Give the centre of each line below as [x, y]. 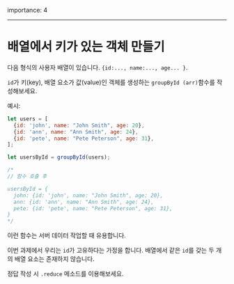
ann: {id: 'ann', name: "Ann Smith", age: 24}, [84, 202]
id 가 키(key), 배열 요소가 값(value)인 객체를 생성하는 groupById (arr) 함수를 [111, 82]
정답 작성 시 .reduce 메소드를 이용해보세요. [65, 274]
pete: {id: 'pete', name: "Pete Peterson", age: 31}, [93, 208]
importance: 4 [28, 10]
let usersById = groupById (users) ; [59, 157]
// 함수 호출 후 [27, 177]
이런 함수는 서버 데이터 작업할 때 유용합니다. [67, 235]
